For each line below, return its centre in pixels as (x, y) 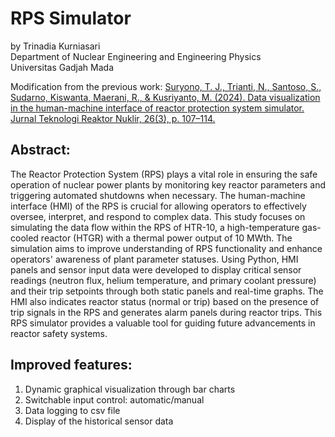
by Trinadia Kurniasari (55, 46)
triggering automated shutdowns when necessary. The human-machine (158, 195)
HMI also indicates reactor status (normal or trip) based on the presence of (165, 301)
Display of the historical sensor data (99, 421)
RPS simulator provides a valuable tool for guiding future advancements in (163, 323)
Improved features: (71, 365)
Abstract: (40, 150)
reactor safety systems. (59, 333)
